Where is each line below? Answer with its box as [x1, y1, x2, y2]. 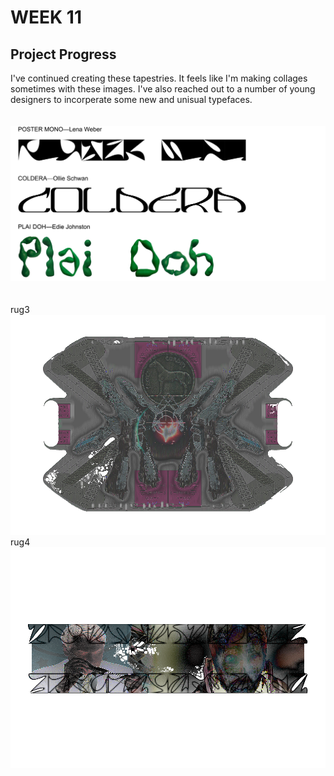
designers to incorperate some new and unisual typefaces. [10, 94, 253, 105]
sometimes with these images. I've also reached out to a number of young [10, 83, 316, 95]
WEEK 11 [10, 6, 82, 29]
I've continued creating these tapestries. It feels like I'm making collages [10, 72, 308, 84]
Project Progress [10, 46, 117, 63]
